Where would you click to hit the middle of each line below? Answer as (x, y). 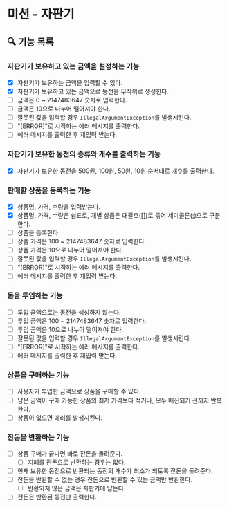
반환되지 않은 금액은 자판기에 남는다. (76, 488)
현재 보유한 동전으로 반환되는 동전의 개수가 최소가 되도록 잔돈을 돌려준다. (115, 471)
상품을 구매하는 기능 (38, 376)
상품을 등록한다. (38, 233)
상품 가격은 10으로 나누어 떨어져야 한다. (70, 250)
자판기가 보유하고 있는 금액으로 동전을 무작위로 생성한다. (93, 91)
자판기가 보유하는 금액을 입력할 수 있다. (70, 82)
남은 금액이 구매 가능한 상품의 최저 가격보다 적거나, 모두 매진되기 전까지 (113, 400)
